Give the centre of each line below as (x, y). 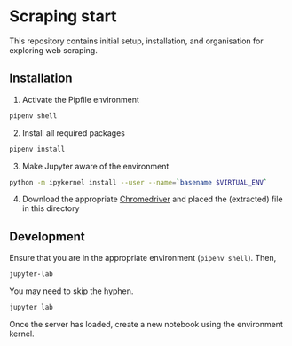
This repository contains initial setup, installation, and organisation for (136, 41)
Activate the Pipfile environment (81, 99)
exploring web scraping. (53, 50)
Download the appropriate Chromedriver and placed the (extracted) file (152, 199)
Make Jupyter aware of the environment (95, 166)
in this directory (51, 208)
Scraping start (63, 16)
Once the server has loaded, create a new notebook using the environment (146, 324)
